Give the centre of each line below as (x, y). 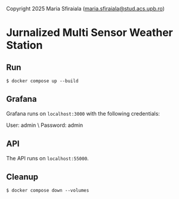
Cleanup (22, 177)
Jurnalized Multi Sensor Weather (89, 33)
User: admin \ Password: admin (45, 125)
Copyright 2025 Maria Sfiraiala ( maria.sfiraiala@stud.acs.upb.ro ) (86, 9)
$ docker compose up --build (42, 81)
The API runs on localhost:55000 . (47, 158)
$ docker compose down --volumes (48, 191)
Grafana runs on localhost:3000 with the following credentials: (83, 113)
